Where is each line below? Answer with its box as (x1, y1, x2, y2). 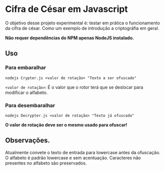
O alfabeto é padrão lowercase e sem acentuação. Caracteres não (5, 155, 141, 161)
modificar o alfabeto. (5, 89, 48, 95)
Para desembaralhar (5, 102, 56, 109)
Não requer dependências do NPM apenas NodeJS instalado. (5, 35, 134, 41)
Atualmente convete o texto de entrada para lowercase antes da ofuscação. (5, 149, 161, 155)
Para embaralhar (5, 64, 46, 71)
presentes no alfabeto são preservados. (5, 160, 87, 166)
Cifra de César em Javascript (5, 3, 128, 15)
